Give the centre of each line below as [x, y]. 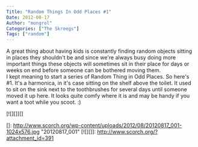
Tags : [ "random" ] [28, 34]
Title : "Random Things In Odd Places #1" [59, 12]
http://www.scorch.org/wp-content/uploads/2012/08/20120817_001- [97, 125]
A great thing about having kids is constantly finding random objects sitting [99, 51]
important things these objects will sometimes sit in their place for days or [98, 64]
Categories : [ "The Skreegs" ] [43, 28]
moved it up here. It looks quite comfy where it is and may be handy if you [98, 96]
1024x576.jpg [23, 132]
